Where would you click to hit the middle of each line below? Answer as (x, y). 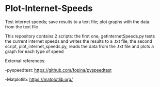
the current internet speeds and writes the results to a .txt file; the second (79, 41)
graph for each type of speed (34, 51)
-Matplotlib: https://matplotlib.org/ (39, 79)
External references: (25, 61)
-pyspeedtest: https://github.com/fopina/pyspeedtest (58, 70)
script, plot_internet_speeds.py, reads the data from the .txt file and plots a (80, 46)
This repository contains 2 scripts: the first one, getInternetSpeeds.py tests (80, 36)
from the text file (22, 26)
